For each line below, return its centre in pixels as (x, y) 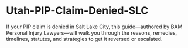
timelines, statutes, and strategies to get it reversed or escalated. (84, 39)
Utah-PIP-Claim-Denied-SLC (77, 11)
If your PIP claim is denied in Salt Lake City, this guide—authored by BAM (94, 27)
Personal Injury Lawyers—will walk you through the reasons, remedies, (92, 32)
